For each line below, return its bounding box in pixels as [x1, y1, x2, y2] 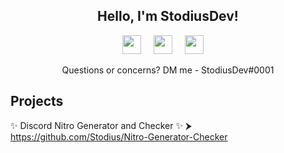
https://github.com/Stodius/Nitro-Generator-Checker [10, 130, 228, 143]
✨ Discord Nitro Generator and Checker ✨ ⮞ [10, 119, 193, 131]
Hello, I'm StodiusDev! [97, 8, 239, 25]
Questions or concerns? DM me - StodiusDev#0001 [61, 64, 275, 76]
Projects [10, 93, 64, 110]
